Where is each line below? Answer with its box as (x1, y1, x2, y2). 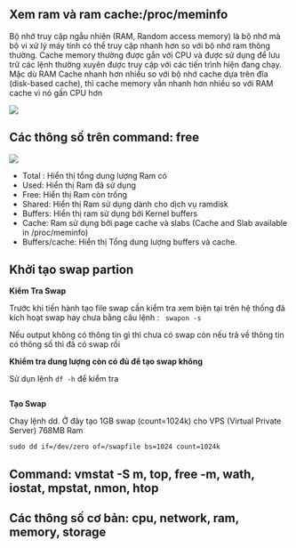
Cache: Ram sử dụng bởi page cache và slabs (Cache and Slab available (21, 217, 288, 228)
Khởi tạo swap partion (9, 262, 134, 278)
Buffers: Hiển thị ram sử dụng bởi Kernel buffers (21, 208, 198, 219)
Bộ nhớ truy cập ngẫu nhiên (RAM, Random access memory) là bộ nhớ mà (9, 30, 281, 41)
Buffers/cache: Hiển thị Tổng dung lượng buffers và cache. (21, 236, 237, 247)
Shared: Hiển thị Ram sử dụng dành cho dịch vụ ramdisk (21, 198, 228, 209)
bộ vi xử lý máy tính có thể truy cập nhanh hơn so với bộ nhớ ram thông (9, 40, 271, 51)
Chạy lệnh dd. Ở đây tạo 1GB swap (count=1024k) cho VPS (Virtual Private (9, 415, 282, 426)
